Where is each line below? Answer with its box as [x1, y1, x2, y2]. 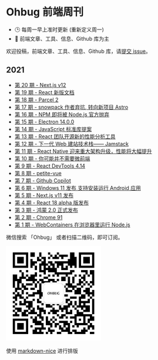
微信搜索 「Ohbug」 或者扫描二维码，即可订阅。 [6, 234, 123, 241]
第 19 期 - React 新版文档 [14, 89, 75, 96]
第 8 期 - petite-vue [14, 169, 62, 176]
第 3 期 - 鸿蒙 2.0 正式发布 [14, 206, 78, 214]
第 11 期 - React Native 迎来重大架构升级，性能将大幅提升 [14, 148, 152, 155]
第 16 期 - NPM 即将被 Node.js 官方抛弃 [14, 111, 110, 118]
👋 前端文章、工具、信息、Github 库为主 [14, 35, 110, 42]
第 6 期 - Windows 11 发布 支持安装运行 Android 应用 [14, 184, 141, 191]
